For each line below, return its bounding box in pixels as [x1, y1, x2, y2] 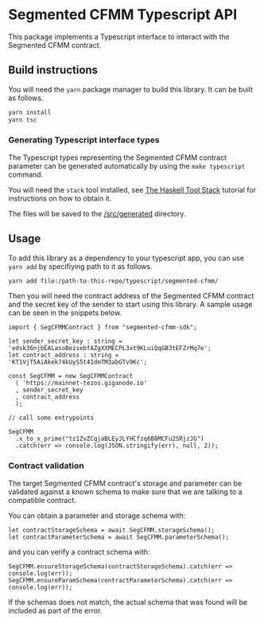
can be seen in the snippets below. [8, 308, 122, 317]
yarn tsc [8, 115, 37, 124]
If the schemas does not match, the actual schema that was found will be [8, 597, 248, 606]
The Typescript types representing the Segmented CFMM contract [8, 153, 227, 162]
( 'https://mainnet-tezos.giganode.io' [15, 380, 148, 387]
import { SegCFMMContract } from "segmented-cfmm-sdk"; [8, 324, 197, 332]
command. [8, 169, 44, 179]
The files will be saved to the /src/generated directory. [8, 208, 186, 218]
